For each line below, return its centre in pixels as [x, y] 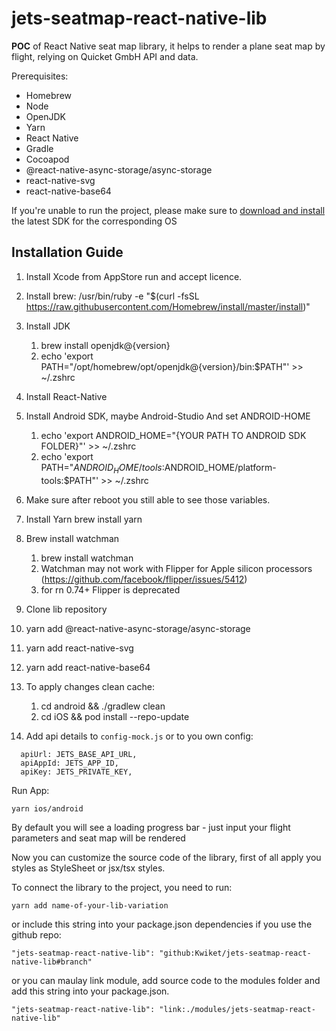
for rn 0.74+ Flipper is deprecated [110, 589]
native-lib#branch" [52, 962]
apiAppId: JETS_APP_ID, [69, 763]
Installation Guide [67, 252]
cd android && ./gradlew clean [103, 706]
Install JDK [48, 326]
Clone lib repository [66, 609]
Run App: [30, 790]
